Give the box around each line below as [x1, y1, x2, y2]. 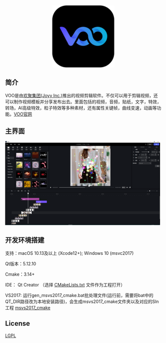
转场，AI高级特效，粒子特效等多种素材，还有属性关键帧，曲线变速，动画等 [5, 105, 157, 111]
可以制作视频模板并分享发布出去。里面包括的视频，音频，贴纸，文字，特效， [5, 99, 162, 105]
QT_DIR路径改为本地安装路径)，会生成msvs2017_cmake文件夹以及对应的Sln [5, 298, 159, 304]
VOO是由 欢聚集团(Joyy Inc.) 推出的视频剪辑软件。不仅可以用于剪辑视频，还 [5, 92, 158, 98]
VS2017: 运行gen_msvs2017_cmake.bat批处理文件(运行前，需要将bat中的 [5, 292, 154, 298]
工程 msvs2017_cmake [5, 304, 51, 310]
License [5, 319, 30, 328]
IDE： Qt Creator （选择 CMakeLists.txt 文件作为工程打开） [5, 282, 125, 287]
